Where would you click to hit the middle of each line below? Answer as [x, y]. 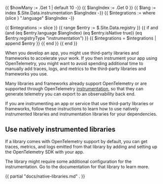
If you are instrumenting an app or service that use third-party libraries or [80, 103]
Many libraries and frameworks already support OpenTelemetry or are [76, 83]
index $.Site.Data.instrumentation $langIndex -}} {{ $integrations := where [80, 13]
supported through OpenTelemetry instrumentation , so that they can [74, 89]
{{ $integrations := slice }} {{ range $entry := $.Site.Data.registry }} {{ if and [82, 28]
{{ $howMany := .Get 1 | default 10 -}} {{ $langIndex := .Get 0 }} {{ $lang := [81, 8]
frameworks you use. [27, 74]
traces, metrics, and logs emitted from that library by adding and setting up [81, 147]
